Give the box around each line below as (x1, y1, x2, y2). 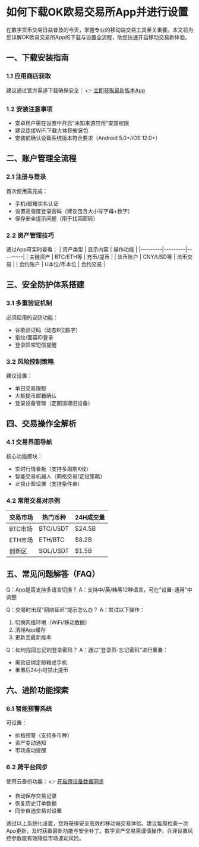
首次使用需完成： (6, 187, 48, 194)
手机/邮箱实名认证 (14, 200, 59, 207)
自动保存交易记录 (14, 792, 57, 799)
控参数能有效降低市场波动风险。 (6, 835, 84, 842)
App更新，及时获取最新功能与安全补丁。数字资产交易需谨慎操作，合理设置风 (6, 827, 193, 834)
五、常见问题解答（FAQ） (6, 569, 100, 580)
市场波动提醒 (14, 747, 46, 754)
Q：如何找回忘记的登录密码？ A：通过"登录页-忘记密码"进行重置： (6, 646, 168, 653)
